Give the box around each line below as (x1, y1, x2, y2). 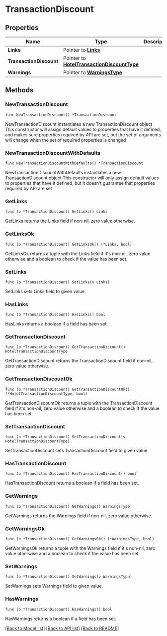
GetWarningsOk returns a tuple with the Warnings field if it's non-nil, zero (5, 545, 156, 551)
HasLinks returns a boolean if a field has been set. (5, 321, 108, 327)
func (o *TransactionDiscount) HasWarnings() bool (5, 607, 112, 612)
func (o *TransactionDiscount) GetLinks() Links (5, 209, 108, 214)
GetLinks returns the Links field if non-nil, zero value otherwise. (5, 218, 135, 224)
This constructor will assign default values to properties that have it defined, (5, 126, 162, 132)
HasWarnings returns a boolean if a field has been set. (5, 616, 117, 622)
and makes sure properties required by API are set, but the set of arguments (5, 131, 161, 138)
